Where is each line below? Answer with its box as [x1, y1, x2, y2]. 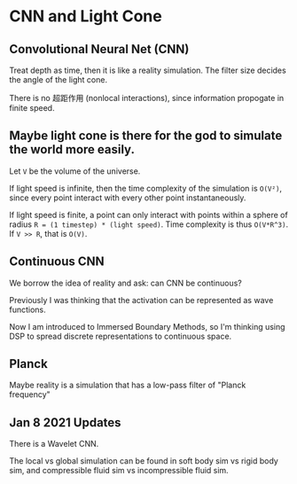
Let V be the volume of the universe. [9, 166, 141, 176]
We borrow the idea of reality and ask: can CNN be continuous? [9, 277, 242, 288]
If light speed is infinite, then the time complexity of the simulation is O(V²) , [9, 183, 282, 193]
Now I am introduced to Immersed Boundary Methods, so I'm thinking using [9, 321, 285, 332]
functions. [9, 304, 46, 315]
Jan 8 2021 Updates [9, 415, 121, 430]
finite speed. [9, 103, 55, 113]
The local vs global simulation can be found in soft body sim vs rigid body [9, 456, 279, 466]
